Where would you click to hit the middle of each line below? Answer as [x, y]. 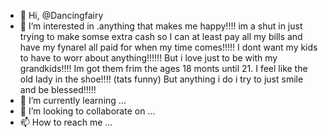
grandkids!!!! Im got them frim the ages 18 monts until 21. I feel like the [163, 68]
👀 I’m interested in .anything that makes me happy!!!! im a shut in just [161, 26]
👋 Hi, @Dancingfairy [61, 15]
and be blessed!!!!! [58, 89]
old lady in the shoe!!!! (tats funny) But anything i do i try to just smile [161, 79]
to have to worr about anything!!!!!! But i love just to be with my [148, 58]
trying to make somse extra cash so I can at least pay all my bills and [161, 36]
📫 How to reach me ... [66, 122]
